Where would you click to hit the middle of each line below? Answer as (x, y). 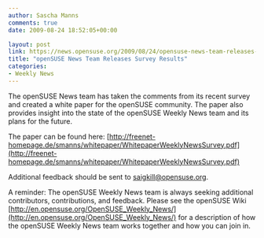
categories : (27, 67)
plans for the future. (40, 121)
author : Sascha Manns (44, 15)
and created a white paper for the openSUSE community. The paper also (126, 104)
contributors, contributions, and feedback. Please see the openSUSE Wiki (127, 200)
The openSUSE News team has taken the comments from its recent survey (129, 96)
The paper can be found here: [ (59, 136)
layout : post (29, 44)
